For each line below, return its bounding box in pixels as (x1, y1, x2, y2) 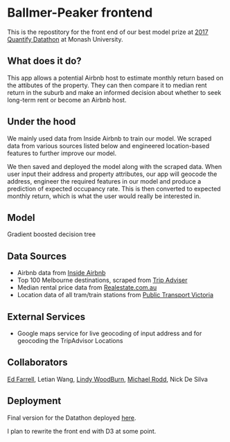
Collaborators (7, 357, 68, 369)
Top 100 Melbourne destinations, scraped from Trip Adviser (17, 276, 188, 285)
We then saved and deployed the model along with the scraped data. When (7, 162, 222, 170)
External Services (7, 310, 85, 323)
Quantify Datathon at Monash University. (7, 35, 123, 43)
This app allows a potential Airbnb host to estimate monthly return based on (7, 73, 224, 82)
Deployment (7, 395, 62, 407)
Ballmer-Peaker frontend (7, 5, 153, 21)
